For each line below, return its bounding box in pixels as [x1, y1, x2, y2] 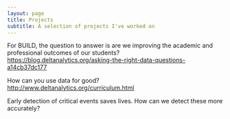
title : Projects [7, 16, 54, 23]
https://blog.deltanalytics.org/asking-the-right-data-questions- [7, 56, 186, 64]
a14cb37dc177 [7, 63, 47, 72]
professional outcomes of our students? [7, 49, 120, 57]
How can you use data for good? [7, 77, 100, 85]
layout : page [7, 10, 45, 17]
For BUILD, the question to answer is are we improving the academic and [7, 42, 214, 50]
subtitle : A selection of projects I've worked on [7, 23, 155, 29]
